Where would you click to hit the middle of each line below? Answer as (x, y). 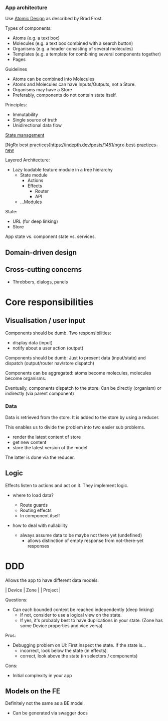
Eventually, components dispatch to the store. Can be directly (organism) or (83, 388)
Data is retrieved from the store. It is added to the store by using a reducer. (82, 417)
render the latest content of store (47, 437)
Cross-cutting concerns (44, 269)
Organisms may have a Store (42, 90)
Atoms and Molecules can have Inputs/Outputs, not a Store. (74, 84)
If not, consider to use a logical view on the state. (71, 615)
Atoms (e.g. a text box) (36, 38)
